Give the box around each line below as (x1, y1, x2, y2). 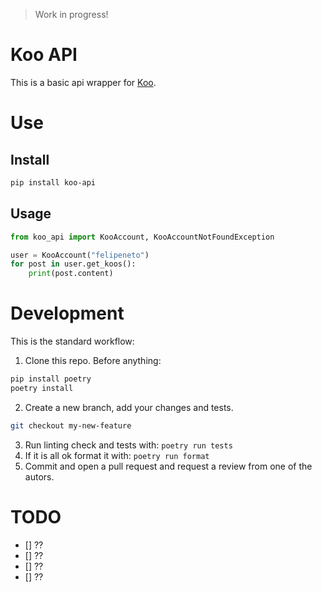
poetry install (10, 383, 74, 393)
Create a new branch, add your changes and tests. (24, 401, 234, 413)
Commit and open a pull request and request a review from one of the (24, 460, 313, 472)
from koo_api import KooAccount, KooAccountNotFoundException (10, 232, 275, 242)
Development (10, 302, 125, 325)
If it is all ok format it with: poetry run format (24, 449, 210, 461)
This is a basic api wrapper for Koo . (10, 76, 157, 88)
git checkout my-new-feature (10, 420, 132, 431)
